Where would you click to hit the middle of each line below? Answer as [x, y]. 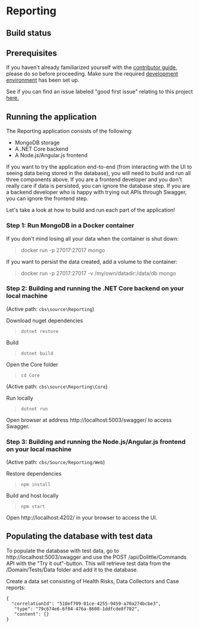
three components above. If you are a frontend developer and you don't [94, 179]
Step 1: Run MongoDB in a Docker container [70, 226]
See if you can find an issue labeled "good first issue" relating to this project [99, 92]
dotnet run [34, 409]
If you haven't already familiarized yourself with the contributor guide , [92, 67]
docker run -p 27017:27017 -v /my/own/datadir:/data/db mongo [98, 273]
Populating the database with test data [80, 537]
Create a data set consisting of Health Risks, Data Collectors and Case [93, 581]
